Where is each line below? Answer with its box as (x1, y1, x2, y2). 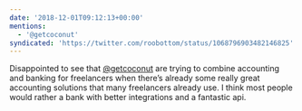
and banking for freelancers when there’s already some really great (9, 73, 260, 84)
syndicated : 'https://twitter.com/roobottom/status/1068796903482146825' (9, 38, 295, 48)
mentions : (9, 22, 47, 31)
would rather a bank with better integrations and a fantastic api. (9, 92, 247, 103)
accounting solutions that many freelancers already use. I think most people (9, 82, 293, 93)
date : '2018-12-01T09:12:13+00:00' (9, 13, 144, 23)
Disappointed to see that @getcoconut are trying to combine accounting (9, 63, 279, 74)
